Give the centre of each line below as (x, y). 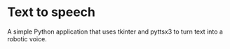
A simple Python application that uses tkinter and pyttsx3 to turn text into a (115, 31)
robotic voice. (27, 38)
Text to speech (52, 12)
